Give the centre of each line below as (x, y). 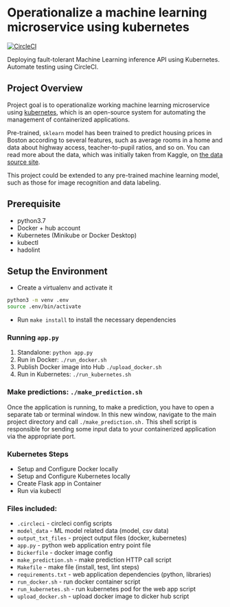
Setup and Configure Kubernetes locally (73, 476)
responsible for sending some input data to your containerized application (112, 429)
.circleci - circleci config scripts (65, 523)
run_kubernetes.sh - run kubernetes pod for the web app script (106, 589)
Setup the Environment (57, 271)
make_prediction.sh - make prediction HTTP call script (94, 560)
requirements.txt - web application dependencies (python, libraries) (114, 575)
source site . (24, 162)
